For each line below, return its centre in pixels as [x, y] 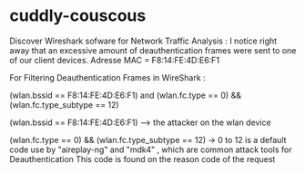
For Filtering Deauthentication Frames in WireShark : [108, 77]
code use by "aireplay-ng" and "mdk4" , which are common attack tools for [151, 149]
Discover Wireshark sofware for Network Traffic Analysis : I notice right [143, 41]
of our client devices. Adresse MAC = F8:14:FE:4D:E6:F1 [115, 60]
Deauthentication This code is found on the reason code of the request [142, 159]
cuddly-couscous [78, 16]
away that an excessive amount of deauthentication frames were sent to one [153, 50]
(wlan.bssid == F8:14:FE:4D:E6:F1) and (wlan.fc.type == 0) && [125, 95]
